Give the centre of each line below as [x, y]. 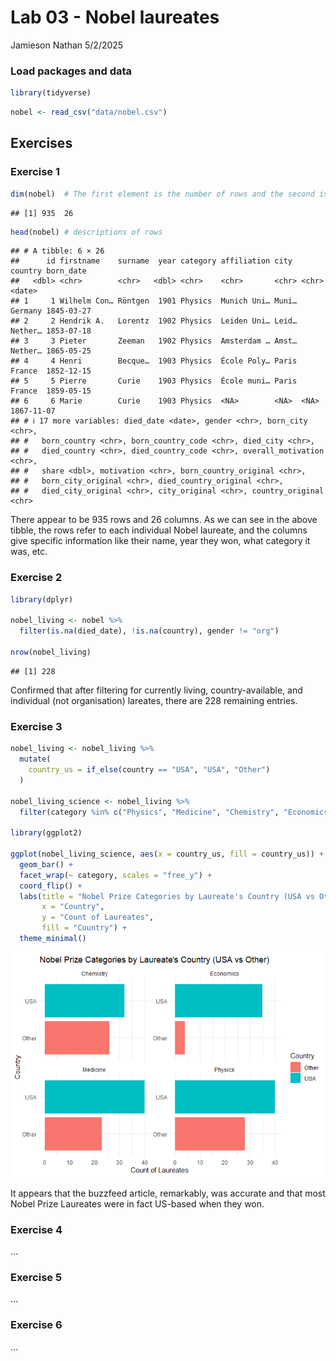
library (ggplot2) [46, 833]
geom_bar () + [46, 864]
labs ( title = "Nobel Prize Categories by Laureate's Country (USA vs [167, 896]
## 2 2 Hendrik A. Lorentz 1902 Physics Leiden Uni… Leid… [154, 321]
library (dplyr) [42, 599]
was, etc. [29, 552]
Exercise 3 [36, 726]
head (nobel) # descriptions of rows [86, 232]
